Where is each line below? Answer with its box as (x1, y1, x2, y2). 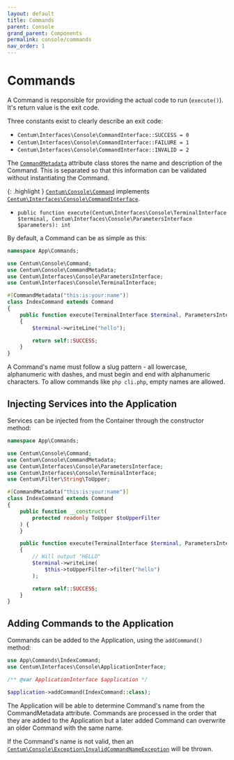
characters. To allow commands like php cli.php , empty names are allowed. (7, 378, 226, 386)
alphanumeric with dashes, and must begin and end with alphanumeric (7, 370, 210, 379)
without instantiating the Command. (7, 173, 110, 182)
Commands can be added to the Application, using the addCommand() (7, 636, 203, 645)
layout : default (7, 10, 54, 17)
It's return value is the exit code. (7, 103, 100, 112)
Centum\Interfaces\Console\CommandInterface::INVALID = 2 (17, 146, 189, 154)
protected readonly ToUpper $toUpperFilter (32, 514, 160, 521)
